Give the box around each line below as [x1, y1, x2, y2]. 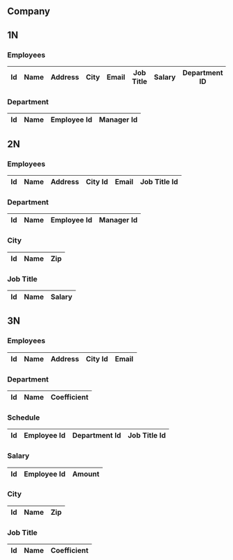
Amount [72, 469, 100, 479]
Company [7, 6, 51, 17]
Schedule [7, 413, 40, 422]
